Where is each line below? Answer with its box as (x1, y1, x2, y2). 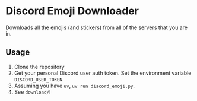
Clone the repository (14, 63, 65, 70)
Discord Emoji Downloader (5, 4, 139, 18)
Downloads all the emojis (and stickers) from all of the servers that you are (5, 24, 188, 31)
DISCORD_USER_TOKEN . (14, 75, 64, 83)
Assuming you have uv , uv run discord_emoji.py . (14, 82, 135, 89)
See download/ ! (14, 88, 51, 96)
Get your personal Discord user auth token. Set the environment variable (14, 70, 192, 77)
